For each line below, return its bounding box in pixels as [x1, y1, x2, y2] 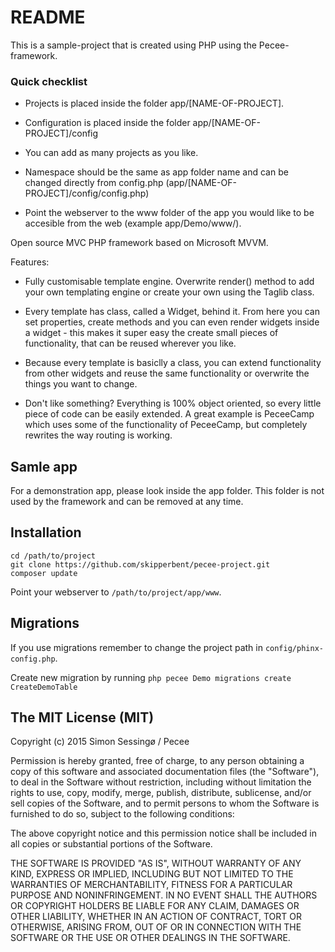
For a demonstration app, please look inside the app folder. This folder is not [10, 485, 325, 497]
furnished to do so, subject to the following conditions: [10, 808, 235, 820]
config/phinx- [264, 643, 324, 653]
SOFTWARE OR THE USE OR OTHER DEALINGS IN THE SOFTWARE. [10, 932, 291, 944]
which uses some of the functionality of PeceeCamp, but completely [24, 419, 308, 431]
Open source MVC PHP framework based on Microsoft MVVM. [10, 237, 269, 249]
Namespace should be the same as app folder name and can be [24, 166, 289, 178]
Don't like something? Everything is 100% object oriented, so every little [24, 397, 322, 410]
